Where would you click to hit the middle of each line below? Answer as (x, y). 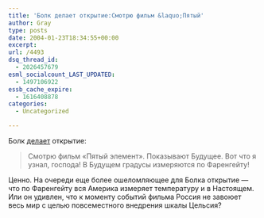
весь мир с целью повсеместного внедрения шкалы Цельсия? (115, 205)
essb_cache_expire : (41, 89)
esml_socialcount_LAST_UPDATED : (62, 75)
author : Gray (30, 23)
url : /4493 (26, 52)
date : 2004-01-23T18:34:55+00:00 (64, 38)
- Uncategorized (42, 112)
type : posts (28, 30)
